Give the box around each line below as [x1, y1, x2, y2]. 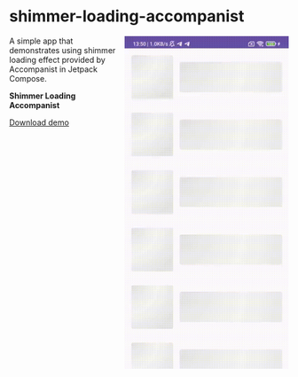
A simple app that [9, 35, 74, 46]
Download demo [9, 117, 69, 128]
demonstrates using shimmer [9, 44, 116, 55]
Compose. [9, 73, 47, 83]
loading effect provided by [9, 54, 106, 65]
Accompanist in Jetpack [9, 64, 98, 75]
